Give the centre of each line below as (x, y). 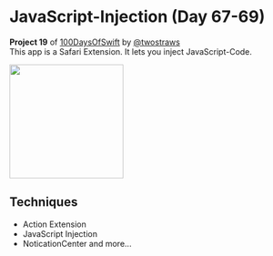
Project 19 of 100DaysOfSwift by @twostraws (95, 42)
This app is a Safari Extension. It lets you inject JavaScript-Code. (131, 51)
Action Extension (54, 224)
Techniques (44, 202)
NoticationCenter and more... (77, 243)
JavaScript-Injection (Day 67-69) (137, 17)
